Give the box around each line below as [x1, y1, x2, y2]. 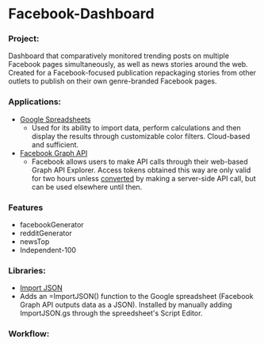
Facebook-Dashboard [8, 5, 155, 23]
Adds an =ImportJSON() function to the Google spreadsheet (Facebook [19, 292, 254, 301]
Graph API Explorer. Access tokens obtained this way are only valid [31, 165, 251, 175]
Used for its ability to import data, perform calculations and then [31, 122, 242, 132]
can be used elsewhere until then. [31, 182, 143, 192]
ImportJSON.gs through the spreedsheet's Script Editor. [19, 308, 203, 318]
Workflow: [8, 328, 50, 339]
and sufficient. [31, 140, 79, 149]
